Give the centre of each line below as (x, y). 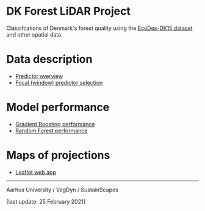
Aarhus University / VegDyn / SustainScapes (63, 190)
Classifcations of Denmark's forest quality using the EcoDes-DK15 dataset (99, 28)
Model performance (58, 107)
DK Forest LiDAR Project (69, 11)
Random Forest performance (51, 131)
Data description (49, 59)
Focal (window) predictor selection (59, 82)
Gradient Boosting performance (55, 124)
